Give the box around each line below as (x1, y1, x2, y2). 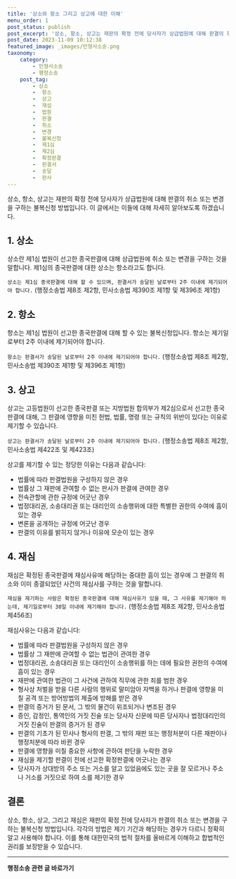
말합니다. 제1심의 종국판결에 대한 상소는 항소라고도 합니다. (7, 264, 166, 272)
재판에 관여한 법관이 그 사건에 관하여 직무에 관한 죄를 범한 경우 (17, 676, 188, 684)
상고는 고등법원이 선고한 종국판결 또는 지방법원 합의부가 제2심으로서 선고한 (7, 403, 212, 412)
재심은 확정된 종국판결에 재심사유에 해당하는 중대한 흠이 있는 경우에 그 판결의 (7, 570, 218, 579)
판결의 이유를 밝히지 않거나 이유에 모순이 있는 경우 (17, 528, 155, 536)
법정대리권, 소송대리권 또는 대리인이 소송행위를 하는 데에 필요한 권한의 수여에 (17, 658, 228, 667)
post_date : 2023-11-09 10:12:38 (7, 37, 102, 44)
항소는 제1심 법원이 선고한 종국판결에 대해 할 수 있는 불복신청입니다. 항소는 (7, 328, 211, 337)
